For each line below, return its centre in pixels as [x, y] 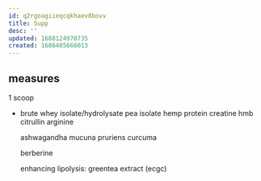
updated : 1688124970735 [48, 38]
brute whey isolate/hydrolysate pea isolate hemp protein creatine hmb [137, 113]
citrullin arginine [47, 121]
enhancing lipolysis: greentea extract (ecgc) [93, 168]
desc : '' [23, 31]
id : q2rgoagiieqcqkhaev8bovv [57, 16]
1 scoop [21, 97]
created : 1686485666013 [48, 46]
